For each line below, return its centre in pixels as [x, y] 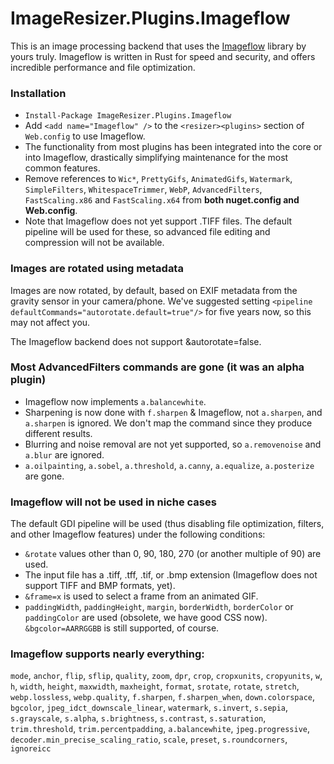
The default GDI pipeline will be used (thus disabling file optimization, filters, [167, 524]
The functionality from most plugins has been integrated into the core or [173, 147]
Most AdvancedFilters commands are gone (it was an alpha [157, 367]
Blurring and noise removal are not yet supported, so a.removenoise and [173, 444]
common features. [62, 168]
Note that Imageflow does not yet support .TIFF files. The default [158, 221]
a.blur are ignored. [64, 454]
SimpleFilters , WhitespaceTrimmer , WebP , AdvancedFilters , [143, 189]
